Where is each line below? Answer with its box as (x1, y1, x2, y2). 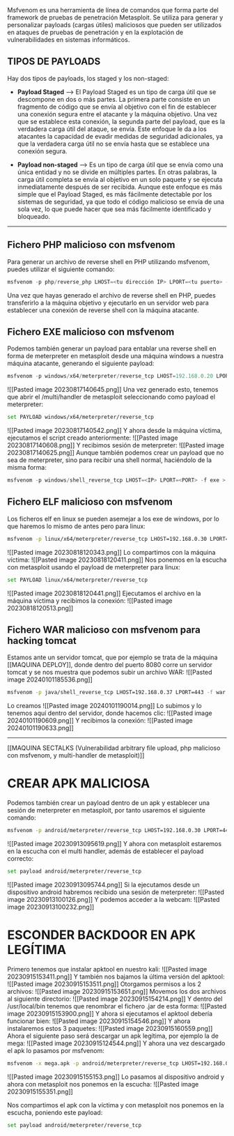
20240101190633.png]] (7, 724, 75, 732)
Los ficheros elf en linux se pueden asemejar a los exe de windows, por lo (7, 514, 219, 523)
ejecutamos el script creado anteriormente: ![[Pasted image (7, 433, 178, 442)
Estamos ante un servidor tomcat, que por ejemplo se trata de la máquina (7, 653, 218, 661)
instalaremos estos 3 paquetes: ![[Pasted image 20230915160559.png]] (7, 1024, 213, 1032)
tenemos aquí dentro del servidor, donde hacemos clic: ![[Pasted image (7, 709, 212, 717)
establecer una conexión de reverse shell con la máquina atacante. (7, 306, 200, 314)
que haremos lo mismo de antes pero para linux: (7, 522, 146, 530)
